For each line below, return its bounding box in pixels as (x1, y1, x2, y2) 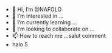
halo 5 (12, 41, 28, 48)
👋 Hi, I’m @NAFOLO (12, 6, 62, 13)
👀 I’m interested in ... (12, 12, 64, 19)
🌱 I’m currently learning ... (12, 19, 77, 26)
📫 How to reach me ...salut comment (12, 32, 106, 39)
